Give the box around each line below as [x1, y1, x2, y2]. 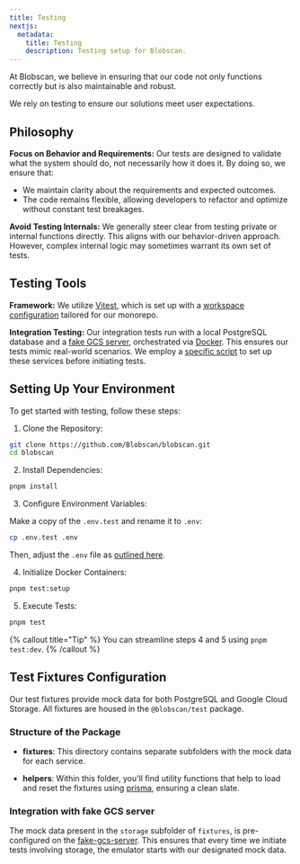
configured [9, 835, 50, 846]
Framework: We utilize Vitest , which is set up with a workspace [9, 299, 245, 310]
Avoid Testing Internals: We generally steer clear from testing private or [9, 221, 278, 232]
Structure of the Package [9, 726, 121, 738]
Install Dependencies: [22, 465, 103, 476]
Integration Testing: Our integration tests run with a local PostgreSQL [9, 326, 268, 337]
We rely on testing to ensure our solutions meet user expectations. [9, 98, 256, 109]
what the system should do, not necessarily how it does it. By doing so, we [9, 157, 286, 168]
